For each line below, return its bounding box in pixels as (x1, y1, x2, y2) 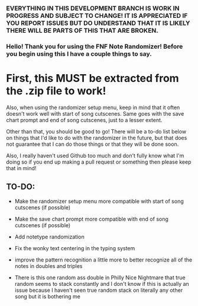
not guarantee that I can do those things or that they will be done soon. (6, 141, 179, 148)
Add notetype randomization (14, 233, 85, 240)
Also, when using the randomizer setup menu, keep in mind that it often (6, 104, 180, 111)
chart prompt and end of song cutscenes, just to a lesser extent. (6, 116, 163, 123)
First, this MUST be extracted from (6, 72, 179, 85)
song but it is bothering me (14, 292, 81, 300)
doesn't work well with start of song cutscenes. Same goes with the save (6, 110, 184, 117)
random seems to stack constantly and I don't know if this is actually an (14, 280, 189, 287)
